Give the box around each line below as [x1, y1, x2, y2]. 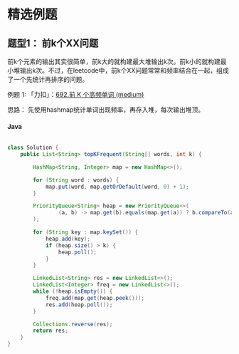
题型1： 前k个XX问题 [7, 37, 99, 49]
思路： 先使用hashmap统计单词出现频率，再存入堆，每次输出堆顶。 [7, 105, 205, 114]
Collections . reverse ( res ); [33, 321, 113, 328]
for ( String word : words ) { [33, 176, 119, 184]
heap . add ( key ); [45, 235, 91, 242]
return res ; [33, 327, 69, 335]
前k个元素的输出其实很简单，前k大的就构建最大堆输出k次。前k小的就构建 [7, 58, 221, 66]
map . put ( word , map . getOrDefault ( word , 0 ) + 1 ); [45, 183, 190, 190]
